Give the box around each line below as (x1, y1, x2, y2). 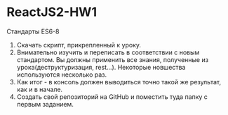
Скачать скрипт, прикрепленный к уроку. (16, 40, 142, 49)
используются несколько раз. (16, 70, 107, 79)
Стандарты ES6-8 (6, 27, 60, 36)
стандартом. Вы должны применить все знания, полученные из (16, 55, 208, 63)
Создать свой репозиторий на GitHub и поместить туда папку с (16, 92, 208, 101)
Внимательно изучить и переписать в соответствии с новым (16, 48, 200, 56)
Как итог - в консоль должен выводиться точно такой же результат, (16, 77, 222, 86)
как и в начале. (16, 85, 63, 93)
